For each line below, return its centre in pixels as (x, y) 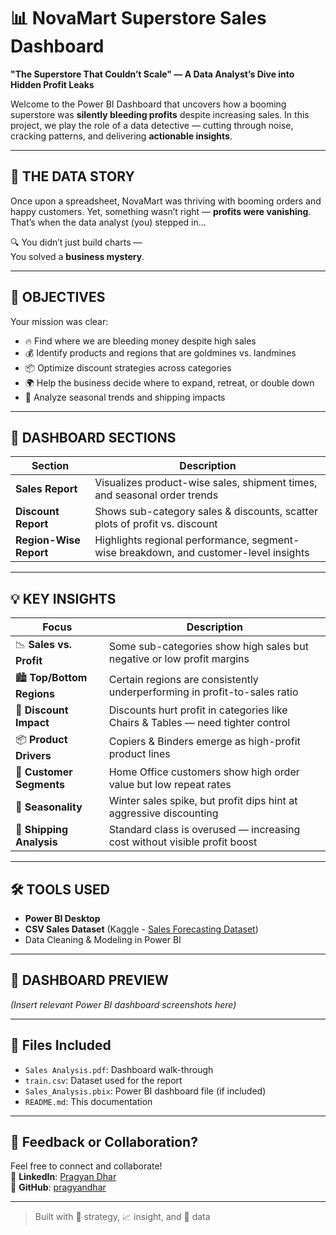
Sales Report (46, 489)
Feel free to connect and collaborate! (86, 1166)
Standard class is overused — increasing (204, 830)
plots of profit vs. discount (156, 524)
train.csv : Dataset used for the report (103, 1080)
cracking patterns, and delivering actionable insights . (121, 136)
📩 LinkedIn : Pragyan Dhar (63, 1177)
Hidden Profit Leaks (52, 84)
